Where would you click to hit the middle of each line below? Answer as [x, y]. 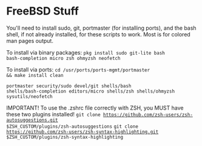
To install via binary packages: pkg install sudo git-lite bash [86, 52]
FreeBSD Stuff [42, 11]
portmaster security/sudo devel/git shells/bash [69, 86]
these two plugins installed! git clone [54, 114]
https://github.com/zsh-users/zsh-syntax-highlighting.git [82, 131]
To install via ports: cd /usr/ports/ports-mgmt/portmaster [78, 69]
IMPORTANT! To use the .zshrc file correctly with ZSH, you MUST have [95, 108]
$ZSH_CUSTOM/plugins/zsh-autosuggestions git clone [72, 126]
